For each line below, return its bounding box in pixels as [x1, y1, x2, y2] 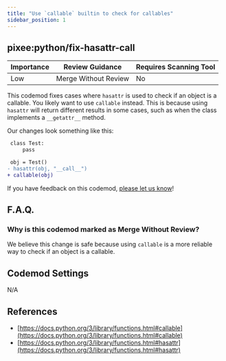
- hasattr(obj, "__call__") [7, 165, 88, 172]
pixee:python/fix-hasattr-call [7, 42, 135, 54]
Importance [10, 63, 49, 72]
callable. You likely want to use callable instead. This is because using [7, 99, 208, 107]
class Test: [10, 140, 45, 147]
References [7, 305, 58, 317]
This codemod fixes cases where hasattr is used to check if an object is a [7, 91, 217, 100]
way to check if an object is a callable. [7, 248, 115, 256]
